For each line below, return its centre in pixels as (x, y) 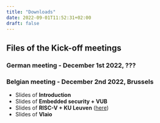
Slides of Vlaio (34, 114)
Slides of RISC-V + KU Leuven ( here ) (62, 108)
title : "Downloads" (31, 12)
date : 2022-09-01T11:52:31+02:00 (49, 18)
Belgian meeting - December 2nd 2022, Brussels (80, 82)
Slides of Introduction (43, 94)
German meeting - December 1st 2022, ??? (71, 65)
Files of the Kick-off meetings (64, 48)
